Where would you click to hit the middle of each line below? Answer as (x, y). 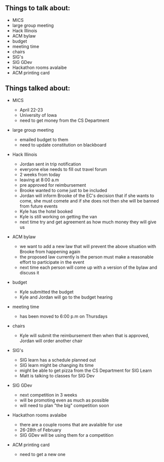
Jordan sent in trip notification (50, 164)
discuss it (29, 272)
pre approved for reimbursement (53, 185)
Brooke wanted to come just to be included (63, 190)
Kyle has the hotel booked (46, 211)
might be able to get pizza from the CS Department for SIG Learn (86, 370)
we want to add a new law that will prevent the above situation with (88, 246)
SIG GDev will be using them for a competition (66, 435)
